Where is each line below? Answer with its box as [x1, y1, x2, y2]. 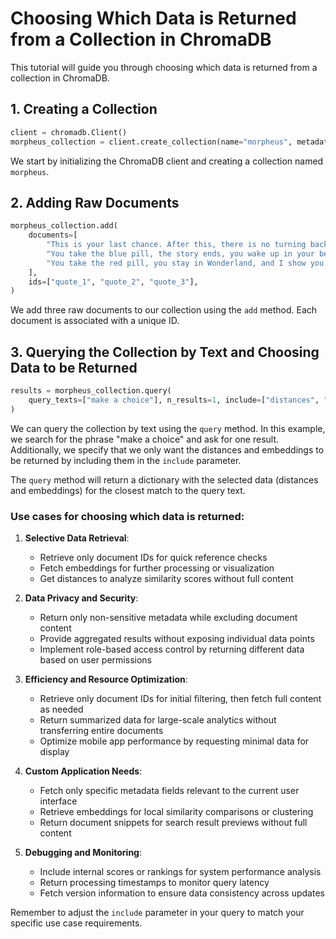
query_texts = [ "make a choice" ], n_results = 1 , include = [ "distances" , [28, 395, 320, 405]
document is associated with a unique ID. [10, 315, 180, 327]
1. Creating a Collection [10, 101, 158, 118]
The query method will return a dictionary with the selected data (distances [10, 473, 319, 486]
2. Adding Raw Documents [10, 194, 180, 211]
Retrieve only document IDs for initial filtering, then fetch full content [39, 693, 322, 705]
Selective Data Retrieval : [24, 532, 130, 544]
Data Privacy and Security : [24, 592, 139, 604]
